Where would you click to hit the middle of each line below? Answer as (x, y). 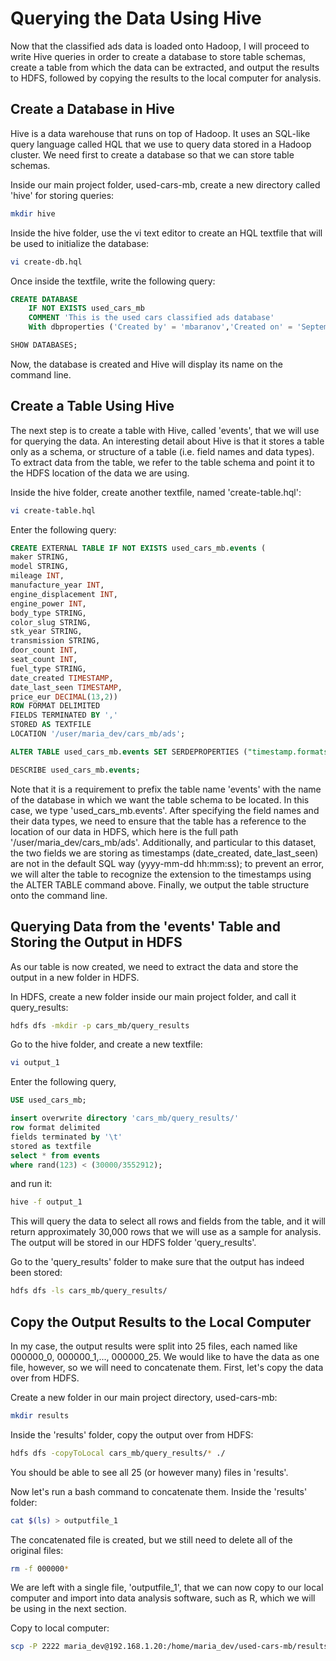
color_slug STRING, (51, 622)
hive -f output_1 (46, 1202)
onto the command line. (59, 895)
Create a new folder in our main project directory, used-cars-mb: (144, 1397)
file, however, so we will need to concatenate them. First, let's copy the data (167, 1367)
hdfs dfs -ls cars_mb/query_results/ (89, 1291)
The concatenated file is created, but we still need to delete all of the (151, 1539)
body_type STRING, (48, 613)
